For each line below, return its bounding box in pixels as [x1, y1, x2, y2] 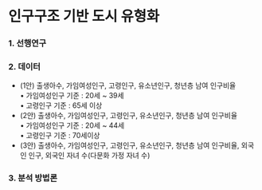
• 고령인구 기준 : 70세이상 [19, 131, 100, 141]
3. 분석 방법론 [8, 172, 58, 184]
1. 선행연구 [8, 38, 47, 49]
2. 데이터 [8, 61, 41, 73]
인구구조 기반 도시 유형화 [8, 7, 160, 26]
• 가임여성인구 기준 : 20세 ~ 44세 [19, 121, 125, 130]
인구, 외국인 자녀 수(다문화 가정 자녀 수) [28, 151, 151, 160]
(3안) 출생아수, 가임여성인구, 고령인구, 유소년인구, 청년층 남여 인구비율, [19, 141, 240, 150]
